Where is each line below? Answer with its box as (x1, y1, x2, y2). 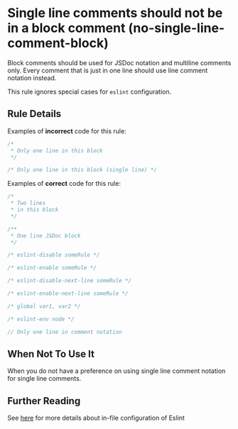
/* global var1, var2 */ (7, 303, 81, 310)
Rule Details (7, 108, 62, 120)
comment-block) (7, 35, 109, 51)
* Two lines (10, 200, 46, 207)
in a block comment (7, 20, 126, 36)
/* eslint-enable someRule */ (7, 264, 97, 272)
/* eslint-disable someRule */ (7, 252, 100, 259)
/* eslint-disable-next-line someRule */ (7, 277, 132, 284)
